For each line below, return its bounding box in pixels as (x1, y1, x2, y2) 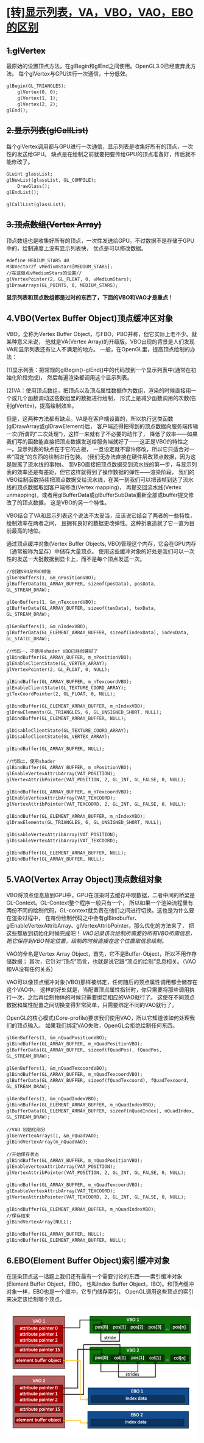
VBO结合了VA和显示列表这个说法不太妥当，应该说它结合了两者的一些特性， (6, 512, 195, 519)
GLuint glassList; (6, 171, 53, 177)
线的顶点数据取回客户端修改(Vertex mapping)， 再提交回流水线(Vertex (6, 484, 181, 491)
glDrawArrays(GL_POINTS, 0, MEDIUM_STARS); (6, 282, 119, 288)
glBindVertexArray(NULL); (6, 1219, 72, 1225)
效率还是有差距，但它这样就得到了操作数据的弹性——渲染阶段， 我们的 (16, 468, 195, 476)
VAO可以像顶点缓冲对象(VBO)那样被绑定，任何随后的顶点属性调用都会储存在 (6, 978, 198, 986)
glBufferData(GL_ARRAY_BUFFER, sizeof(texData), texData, (6, 605, 157, 612)
